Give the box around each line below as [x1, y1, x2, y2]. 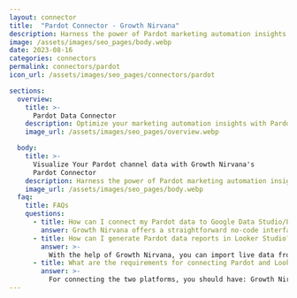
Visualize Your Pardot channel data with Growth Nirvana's [32, 160, 255, 169]
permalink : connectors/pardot [9, 63, 121, 72]
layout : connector [9, 12, 77, 22]
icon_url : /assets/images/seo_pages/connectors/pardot [9, 71, 216, 80]
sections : [9, 86, 46, 96]
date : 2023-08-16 [9, 46, 73, 55]
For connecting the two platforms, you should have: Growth [48, 275, 275, 284]
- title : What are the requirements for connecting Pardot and [32, 258, 271, 268]
